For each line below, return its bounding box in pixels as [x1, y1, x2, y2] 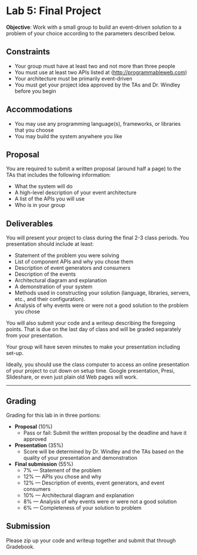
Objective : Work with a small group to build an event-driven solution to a [6, 24, 182, 31]
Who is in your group [14, 202, 66, 209]
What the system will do [14, 183, 73, 190]
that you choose [14, 126, 54, 133]
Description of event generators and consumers [14, 265, 131, 272]
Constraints [6, 47, 50, 57]
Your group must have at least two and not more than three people [14, 62, 176, 69]
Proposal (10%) [14, 423, 53, 430]
